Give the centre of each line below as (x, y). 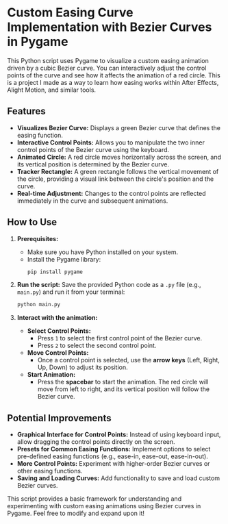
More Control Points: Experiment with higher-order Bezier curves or (113, 464)
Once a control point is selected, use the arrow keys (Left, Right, (129, 360)
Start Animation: (51, 375)
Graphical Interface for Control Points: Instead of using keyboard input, (119, 435)
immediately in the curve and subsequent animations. (92, 201)
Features (26, 111)
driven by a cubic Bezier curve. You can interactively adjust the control (107, 68)
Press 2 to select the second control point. (97, 346)
